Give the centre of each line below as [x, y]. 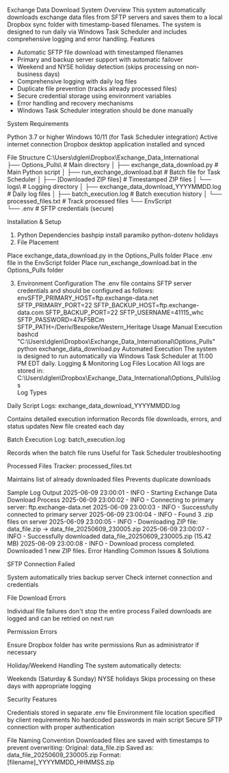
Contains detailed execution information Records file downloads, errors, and [114, 419]
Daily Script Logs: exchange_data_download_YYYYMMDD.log [94, 406]
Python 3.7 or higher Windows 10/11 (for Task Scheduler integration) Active [112, 137]
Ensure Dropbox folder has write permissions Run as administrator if [103, 645]
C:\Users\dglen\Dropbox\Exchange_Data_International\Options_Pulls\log [119, 378]
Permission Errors [32, 632]
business [30, 74]
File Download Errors [37, 598]
